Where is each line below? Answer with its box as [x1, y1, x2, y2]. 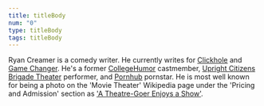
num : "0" [8, 19, 37, 27]
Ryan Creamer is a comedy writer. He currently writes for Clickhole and [8, 55, 242, 65]
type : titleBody [8, 26, 62, 34]
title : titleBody [8, 11, 66, 20]
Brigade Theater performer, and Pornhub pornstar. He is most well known [8, 72, 250, 81]
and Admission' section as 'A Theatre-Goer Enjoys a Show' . [8, 89, 203, 99]
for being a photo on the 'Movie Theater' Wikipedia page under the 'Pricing [8, 81, 255, 90]
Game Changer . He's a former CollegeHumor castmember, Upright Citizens [8, 64, 256, 74]
